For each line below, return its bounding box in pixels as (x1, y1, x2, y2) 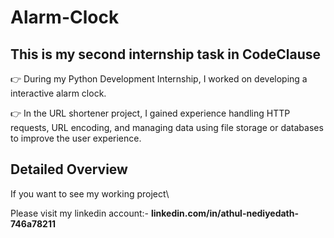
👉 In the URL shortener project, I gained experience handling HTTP (10, 107, 291, 119)
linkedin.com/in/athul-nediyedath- (150, 207, 300, 219)
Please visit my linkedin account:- (10, 207, 150, 219)
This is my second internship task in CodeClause (10, 46, 321, 63)
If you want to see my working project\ (10, 187, 170, 200)
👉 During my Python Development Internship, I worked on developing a (10, 73, 308, 85)
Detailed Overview (10, 161, 128, 178)
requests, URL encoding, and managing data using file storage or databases (10, 122, 324, 133)
